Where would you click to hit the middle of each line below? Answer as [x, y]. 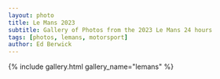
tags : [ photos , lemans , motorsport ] [68, 37]
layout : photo [31, 15]
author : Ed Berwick [40, 45]
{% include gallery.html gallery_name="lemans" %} [91, 66]
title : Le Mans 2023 [42, 23]
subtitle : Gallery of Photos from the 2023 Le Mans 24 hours [110, 30]
